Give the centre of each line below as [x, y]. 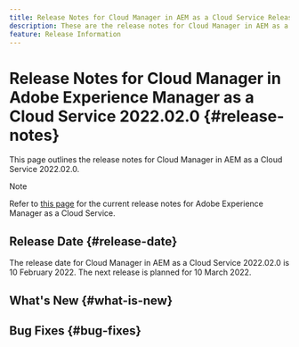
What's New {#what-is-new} [91, 300]
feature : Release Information [65, 34]
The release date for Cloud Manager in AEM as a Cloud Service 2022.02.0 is [149, 263]
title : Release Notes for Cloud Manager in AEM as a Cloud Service [137, 17]
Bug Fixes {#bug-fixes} [76, 330]
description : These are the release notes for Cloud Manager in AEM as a [149, 26]
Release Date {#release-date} [93, 241]
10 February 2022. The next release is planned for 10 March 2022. [130, 272]
